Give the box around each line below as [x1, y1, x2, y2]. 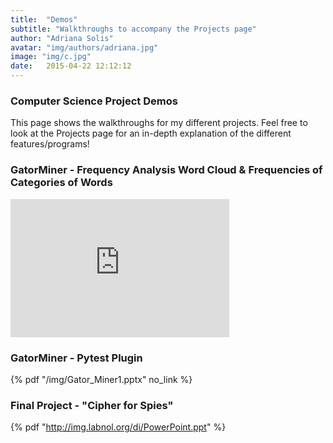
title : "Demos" [10, 14, 78, 25]
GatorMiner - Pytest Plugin [10, 351, 143, 365]
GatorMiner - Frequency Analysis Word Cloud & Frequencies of [10, 163, 323, 177]
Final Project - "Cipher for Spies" [10, 398, 174, 412]
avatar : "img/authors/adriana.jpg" [10, 42, 159, 53]
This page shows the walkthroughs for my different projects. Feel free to [10, 117, 308, 129]
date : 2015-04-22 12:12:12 [10, 61, 132, 71]
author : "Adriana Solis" [10, 33, 114, 43]
